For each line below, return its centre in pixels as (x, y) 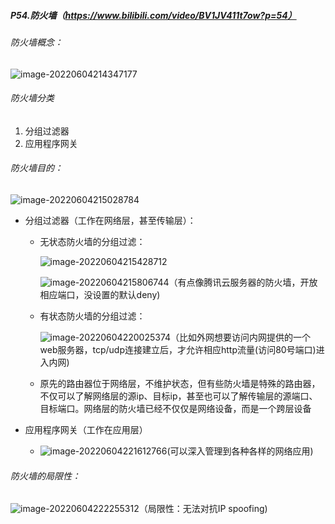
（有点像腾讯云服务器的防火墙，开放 (243, 282)
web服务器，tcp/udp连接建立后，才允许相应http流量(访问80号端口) (178, 349)
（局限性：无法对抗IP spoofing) (203, 509)
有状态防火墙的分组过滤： (92, 316)
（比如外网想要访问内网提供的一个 (241, 337)
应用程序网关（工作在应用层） (86, 429)
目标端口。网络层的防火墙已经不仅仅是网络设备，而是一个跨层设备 (175, 408)
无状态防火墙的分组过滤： (92, 241)
